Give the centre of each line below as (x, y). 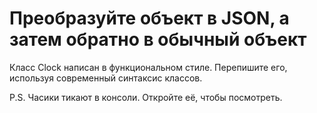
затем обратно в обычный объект (158, 39)
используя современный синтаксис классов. (106, 78)
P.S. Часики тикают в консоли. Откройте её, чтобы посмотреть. (146, 97)
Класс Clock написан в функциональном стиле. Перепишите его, (148, 67)
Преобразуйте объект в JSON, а (149, 18)
